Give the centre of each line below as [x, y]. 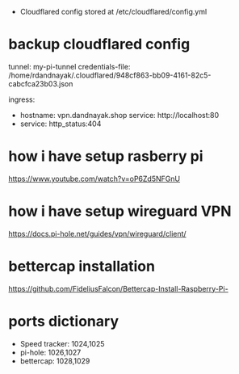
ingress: [22, 99]
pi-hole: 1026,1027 [50, 352]
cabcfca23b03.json [41, 83]
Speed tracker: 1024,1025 [62, 343]
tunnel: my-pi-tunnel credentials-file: [69, 66]
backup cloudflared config [99, 44]
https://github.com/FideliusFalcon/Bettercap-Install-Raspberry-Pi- [118, 288]
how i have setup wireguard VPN [120, 211]
